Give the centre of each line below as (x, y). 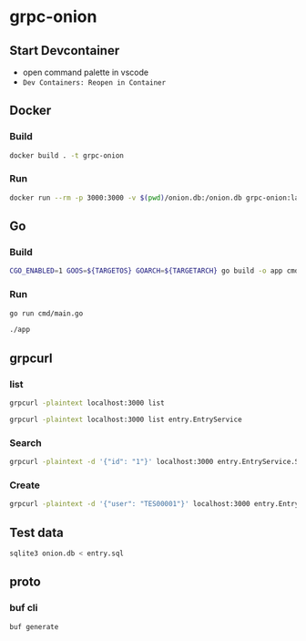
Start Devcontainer (65, 51)
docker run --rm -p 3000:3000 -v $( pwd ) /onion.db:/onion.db (126, 198)
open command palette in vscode (85, 72)
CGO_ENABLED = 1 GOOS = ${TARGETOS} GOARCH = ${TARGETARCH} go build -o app (146, 271)
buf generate (34, 626)
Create (25, 485)
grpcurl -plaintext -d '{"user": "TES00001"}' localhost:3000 (130, 504)
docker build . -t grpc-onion (67, 155)
